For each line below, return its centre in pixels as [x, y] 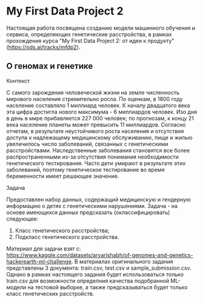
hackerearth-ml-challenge [39, 261]
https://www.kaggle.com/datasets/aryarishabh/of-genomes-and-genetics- [100, 255]
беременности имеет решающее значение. [63, 176]
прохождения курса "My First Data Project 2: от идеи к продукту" [90, 41]
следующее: [22, 218]
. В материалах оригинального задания [122, 261]
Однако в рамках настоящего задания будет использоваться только [95, 274]
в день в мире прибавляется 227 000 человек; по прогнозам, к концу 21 [100, 118]
